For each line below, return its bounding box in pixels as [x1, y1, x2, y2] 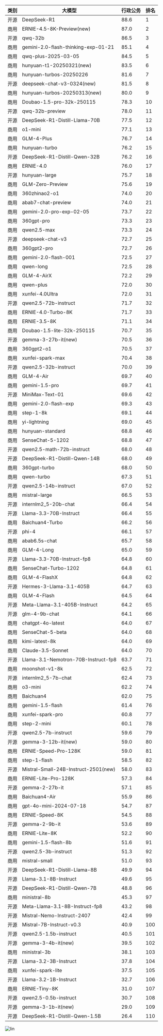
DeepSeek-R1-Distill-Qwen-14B [22, 455, 100, 462]
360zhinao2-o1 [22, 190, 60, 196]
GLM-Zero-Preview [22, 181, 68, 187]
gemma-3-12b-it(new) [22, 739, 78, 745]
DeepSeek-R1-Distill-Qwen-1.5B [22, 1013, 101, 1019]
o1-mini [22, 126, 41, 133]
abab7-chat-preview [22, 199, 71, 206]
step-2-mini [22, 720, 51, 727]
